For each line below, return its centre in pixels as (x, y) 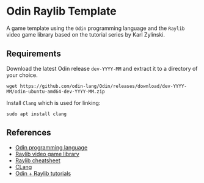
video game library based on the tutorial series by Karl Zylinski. (86, 34)
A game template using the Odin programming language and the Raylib (96, 28)
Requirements (34, 54)
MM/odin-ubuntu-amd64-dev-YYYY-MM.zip (56, 91)
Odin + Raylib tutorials (43, 173)
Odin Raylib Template (62, 11)
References (29, 133)
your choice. (22, 75)
